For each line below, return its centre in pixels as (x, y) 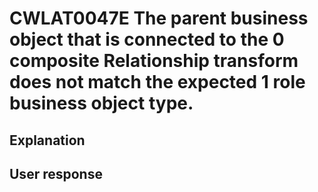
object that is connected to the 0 (147, 39)
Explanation (47, 140)
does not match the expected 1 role (157, 82)
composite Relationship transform (154, 61)
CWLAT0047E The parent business (159, 18)
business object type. (101, 103)
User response (56, 173)
